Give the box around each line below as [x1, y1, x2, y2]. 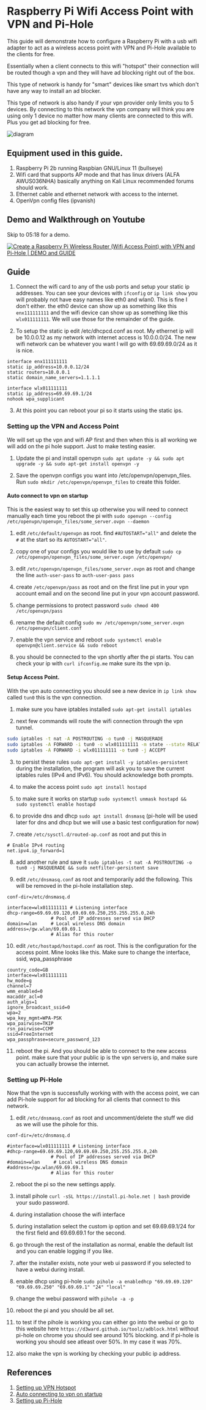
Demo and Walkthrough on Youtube [7, 215, 145, 225]
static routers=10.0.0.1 [7, 369, 70, 375]
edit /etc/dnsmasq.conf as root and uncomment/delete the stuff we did [15, 1114, 194, 1121]
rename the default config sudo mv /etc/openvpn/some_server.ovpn [15, 619, 185, 626]
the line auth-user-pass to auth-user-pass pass [15, 571, 134, 578]
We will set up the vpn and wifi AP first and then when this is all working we [7, 436, 197, 443]
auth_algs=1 [7, 998, 37, 1005]
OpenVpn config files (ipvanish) [15, 197, 96, 204]
